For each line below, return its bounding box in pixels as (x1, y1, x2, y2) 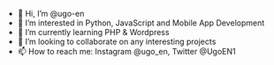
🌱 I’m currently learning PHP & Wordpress (17, 27, 170, 37)
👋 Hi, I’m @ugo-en (17, 9, 85, 18)
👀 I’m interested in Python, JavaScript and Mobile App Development (17, 18, 265, 28)
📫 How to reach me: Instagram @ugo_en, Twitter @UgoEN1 (17, 47, 236, 56)
